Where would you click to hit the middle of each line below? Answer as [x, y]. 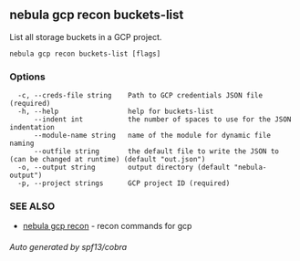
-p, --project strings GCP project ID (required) [124, 183]
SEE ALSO [32, 206]
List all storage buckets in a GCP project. [86, 37]
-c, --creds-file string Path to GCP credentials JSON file [140, 96]
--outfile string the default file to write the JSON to [156, 151]
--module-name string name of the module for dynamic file [152, 136]
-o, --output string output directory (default [124, 168]
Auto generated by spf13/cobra [68, 247]
